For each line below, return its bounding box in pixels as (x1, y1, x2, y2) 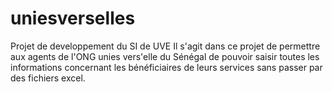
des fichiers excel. (10, 72, 86, 84)
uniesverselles (10, 7, 136, 30)
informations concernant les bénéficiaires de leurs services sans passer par (10, 61, 323, 73)
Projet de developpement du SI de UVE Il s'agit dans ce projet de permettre (10, 40, 321, 52)
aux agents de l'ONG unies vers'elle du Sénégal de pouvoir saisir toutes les (10, 50, 320, 62)
